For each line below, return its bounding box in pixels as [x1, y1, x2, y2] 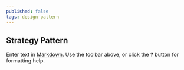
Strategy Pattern [6, 36, 68, 45]
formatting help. [6, 57, 45, 64]
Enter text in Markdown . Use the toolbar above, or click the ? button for [6, 51, 179, 58]
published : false [6, 8, 49, 15]
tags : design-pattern [6, 14, 60, 20]
